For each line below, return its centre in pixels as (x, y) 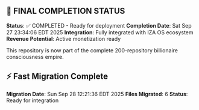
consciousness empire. (35, 57)
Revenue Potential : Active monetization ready (64, 38)
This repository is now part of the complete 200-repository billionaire (92, 50)
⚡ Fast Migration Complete (57, 77)
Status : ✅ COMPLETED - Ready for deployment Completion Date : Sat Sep (99, 25)
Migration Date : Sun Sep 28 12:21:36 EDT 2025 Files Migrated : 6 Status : (97, 94)
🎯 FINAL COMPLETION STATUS (66, 11)
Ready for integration (33, 100)
